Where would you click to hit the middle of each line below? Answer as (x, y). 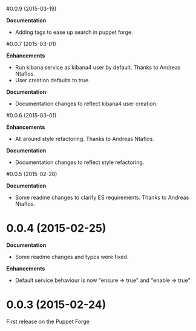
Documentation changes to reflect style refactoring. (80, 162)
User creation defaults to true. (53, 80)
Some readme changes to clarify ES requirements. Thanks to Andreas (102, 197)
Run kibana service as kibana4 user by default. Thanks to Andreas (98, 67)
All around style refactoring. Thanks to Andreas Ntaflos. (84, 139)
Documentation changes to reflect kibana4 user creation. (86, 103)
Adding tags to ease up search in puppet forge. (74, 32)
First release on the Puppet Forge (48, 321)
